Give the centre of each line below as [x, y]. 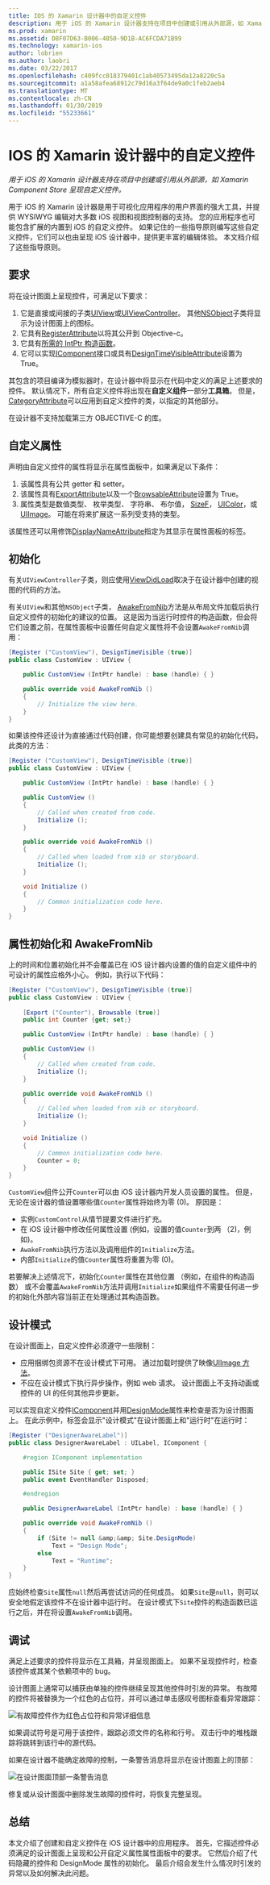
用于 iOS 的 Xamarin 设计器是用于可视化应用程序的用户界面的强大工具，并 [131, 206]
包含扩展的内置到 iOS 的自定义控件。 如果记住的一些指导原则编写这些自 [133, 227]
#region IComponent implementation [83, 1457]
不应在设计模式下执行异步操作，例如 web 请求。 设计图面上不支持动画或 [139, 1383]
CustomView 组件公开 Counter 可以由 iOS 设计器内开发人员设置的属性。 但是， [133, 1192]
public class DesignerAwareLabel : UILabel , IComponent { [108, 1443]
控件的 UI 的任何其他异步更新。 [71, 1393]
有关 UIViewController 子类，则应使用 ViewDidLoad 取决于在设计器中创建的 [130, 580]
